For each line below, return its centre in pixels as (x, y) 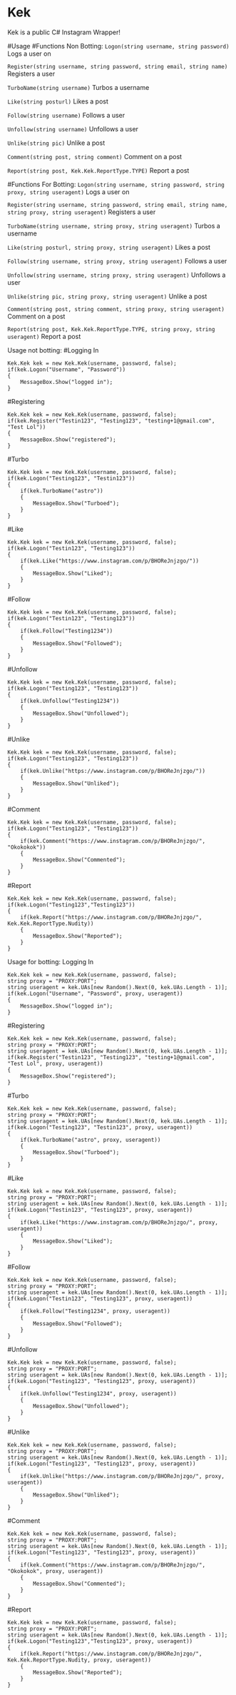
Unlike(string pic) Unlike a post (56, 143)
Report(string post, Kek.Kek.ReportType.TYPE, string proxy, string (111, 329)
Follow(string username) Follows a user (66, 115)
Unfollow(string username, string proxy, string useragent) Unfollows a (117, 275)
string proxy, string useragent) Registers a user (82, 212)
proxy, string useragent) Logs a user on (68, 192)
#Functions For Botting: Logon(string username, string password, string (116, 184)
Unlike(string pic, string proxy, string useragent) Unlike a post (107, 296)
